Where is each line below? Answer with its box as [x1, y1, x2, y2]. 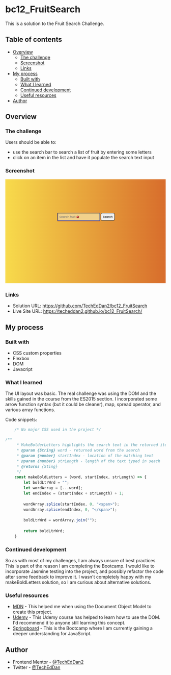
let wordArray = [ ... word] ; [23, 486, 83, 491]
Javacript [12, 366, 33, 372]
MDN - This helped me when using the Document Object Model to [12, 604, 152, 610]
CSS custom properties [12, 350, 62, 356]
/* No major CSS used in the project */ [14, 427, 101, 432]
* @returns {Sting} [16, 464, 58, 469]
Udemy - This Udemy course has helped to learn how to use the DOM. [12, 614, 161, 620]
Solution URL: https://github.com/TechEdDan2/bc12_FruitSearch [12, 303, 148, 309]
